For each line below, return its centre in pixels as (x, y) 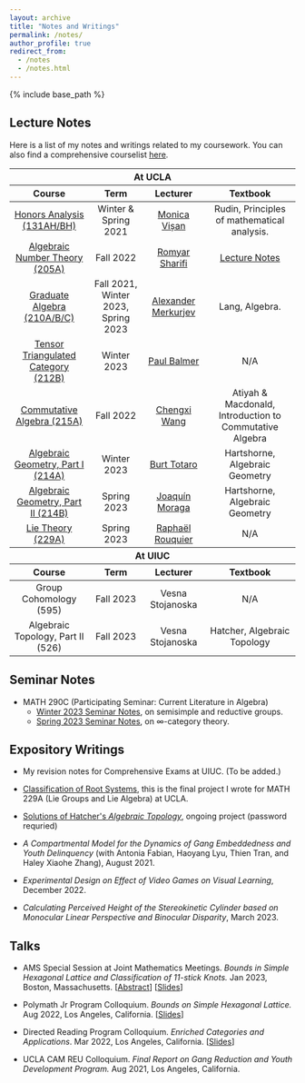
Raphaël (173, 528)
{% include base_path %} (57, 94)
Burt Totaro (173, 464)
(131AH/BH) (49, 225)
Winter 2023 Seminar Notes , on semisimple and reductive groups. (159, 711)
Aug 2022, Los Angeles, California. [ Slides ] (103, 1015)
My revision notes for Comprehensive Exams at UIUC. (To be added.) (152, 771)
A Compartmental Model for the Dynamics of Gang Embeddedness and (157, 844)
